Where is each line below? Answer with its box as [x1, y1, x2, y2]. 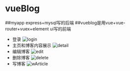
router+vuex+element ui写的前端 [5, 25, 71, 32]
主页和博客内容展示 [12, 42, 52, 48]
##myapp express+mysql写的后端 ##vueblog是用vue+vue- [5, 20, 126, 25]
